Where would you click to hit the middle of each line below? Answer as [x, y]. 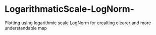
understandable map [26, 28]
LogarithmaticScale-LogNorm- [70, 9]
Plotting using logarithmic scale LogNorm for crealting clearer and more [78, 23]
